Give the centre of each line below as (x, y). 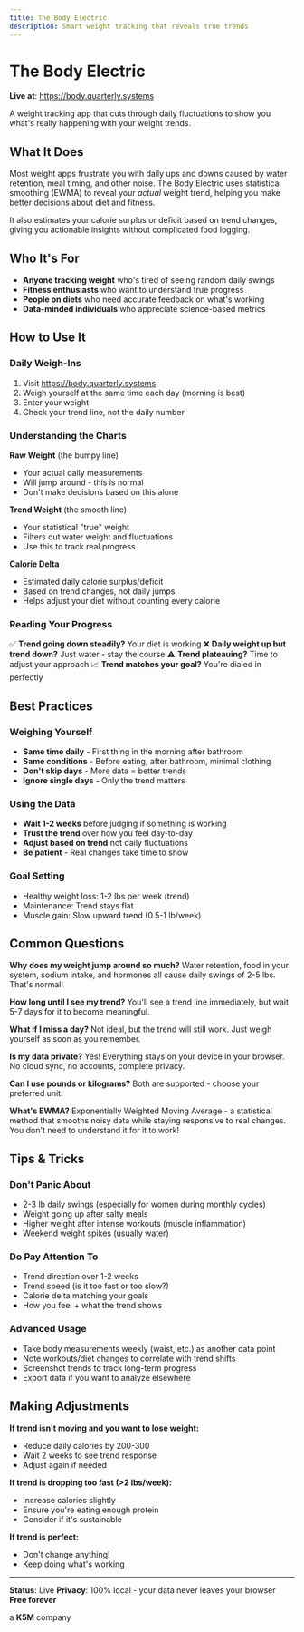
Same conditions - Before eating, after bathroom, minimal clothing (147, 762)
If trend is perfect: (44, 1537)
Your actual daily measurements (82, 473)
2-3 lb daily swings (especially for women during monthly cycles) (144, 1205)
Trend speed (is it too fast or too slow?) (95, 1286)
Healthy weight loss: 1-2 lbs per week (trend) (106, 896)
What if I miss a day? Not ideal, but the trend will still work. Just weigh (141, 1029)
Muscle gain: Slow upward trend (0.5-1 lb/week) (112, 915)
